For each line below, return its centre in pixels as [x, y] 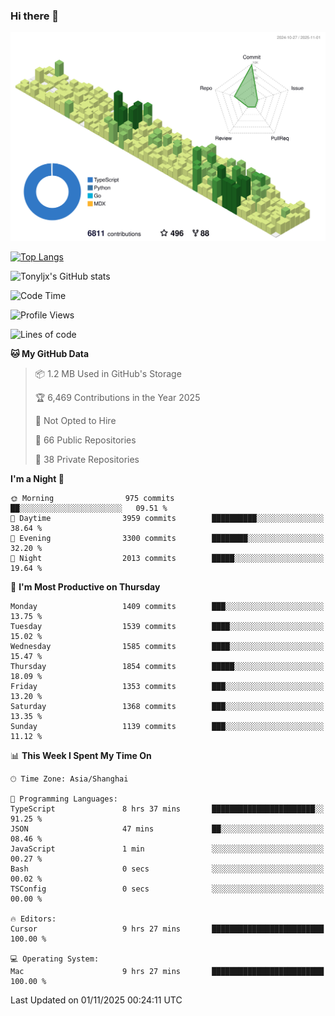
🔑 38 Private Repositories [87, 460]
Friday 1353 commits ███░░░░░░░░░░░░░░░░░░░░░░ [167, 687]
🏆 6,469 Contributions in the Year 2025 [117, 398]
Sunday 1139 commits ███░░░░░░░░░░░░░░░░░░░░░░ [167, 727]
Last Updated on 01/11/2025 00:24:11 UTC [96, 1000]
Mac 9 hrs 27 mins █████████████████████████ [167, 972]
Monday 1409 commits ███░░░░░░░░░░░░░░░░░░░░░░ [167, 607]
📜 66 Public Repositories [85, 440]
